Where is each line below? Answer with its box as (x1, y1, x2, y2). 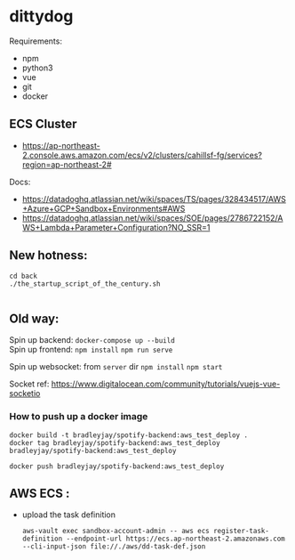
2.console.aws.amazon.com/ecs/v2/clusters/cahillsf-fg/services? (21, 150, 262, 160)
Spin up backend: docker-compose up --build (9, 335, 175, 345)
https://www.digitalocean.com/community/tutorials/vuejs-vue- (51, 378, 281, 389)
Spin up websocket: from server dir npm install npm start (9, 361, 223, 372)
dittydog (9, 6, 74, 27)
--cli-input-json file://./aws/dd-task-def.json (21, 542, 206, 551)
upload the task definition (21, 509, 116, 520)
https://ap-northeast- (21, 140, 100, 150)
